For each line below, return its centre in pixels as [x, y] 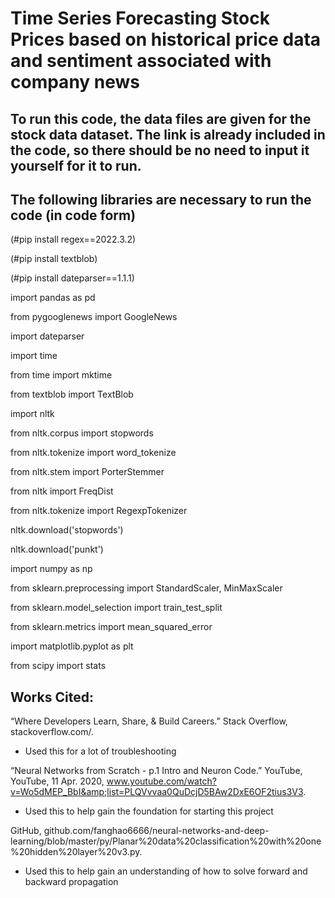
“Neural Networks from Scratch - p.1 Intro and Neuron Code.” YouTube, [156, 771]
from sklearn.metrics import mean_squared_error [111, 627]
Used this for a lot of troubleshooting [100, 751]
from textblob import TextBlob [72, 394]
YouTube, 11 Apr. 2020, [57, 781]
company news [75, 82]
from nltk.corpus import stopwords [82, 433]
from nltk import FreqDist [62, 491]
